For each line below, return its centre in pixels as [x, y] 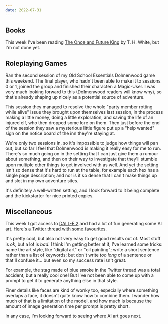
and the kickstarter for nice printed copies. [50, 196]
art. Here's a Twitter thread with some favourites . [56, 229]
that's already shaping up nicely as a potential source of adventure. [75, 97]
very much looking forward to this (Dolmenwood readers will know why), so [83, 92]
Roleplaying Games [36, 63]
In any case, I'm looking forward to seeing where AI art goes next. [73, 316]
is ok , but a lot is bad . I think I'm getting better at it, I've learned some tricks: [84, 244]
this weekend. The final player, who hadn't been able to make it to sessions [83, 81]
